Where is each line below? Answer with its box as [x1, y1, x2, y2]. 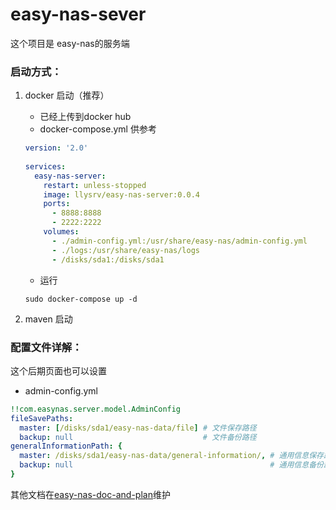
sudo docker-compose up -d [24, 294, 138, 304]
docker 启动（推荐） [24, 89, 110, 102]
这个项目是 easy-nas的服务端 [10, 37, 130, 49]
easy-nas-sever [10, 3, 147, 26]
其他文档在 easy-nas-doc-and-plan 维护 [10, 488, 171, 500]
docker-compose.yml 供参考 [39, 123, 157, 135]
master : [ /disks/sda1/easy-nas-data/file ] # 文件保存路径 [19, 423, 257, 433]
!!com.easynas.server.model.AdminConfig [10, 404, 182, 414]
